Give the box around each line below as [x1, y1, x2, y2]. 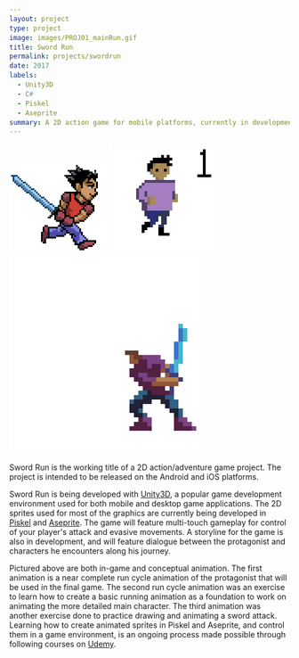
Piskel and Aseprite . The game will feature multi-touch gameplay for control [9, 517, 287, 528]
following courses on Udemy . [9, 638, 117, 650]
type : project [9, 23, 62, 33]
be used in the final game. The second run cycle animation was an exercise [9, 582, 286, 593]
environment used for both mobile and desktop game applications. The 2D [9, 498, 282, 509]
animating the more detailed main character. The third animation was [9, 601, 261, 612]
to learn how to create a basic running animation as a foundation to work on [9, 591, 287, 602]
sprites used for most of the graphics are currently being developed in [9, 508, 267, 519]
